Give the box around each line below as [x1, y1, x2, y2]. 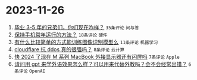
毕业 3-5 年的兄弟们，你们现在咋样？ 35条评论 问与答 [14, 24, 139, 31]
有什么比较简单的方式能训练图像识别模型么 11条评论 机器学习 [14, 38, 158, 45]
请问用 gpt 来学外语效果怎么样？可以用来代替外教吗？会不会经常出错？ [14, 60, 187, 68]
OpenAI [29, 68, 46, 74]
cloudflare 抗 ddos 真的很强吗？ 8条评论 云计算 [14, 45, 125, 53]
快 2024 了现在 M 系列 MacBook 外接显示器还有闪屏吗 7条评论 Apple [14, 53, 180, 60]
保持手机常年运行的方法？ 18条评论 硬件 [14, 31, 108, 38]
